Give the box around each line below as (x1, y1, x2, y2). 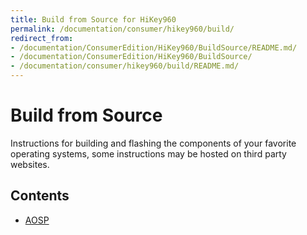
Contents (10, 187, 70, 205)
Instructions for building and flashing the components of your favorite (10, 137, 297, 149)
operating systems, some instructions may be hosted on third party (10, 147, 287, 160)
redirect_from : (10, 33, 74, 43)
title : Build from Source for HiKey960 (10, 14, 177, 25)
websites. (10, 158, 50, 170)
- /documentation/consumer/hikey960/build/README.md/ (10, 61, 240, 71)
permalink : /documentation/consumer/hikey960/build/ (10, 24, 235, 34)
